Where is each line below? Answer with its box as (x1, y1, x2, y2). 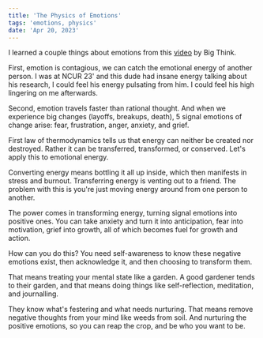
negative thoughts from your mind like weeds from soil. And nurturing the (8, 313, 247, 322)
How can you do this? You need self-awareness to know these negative (8, 249, 242, 258)
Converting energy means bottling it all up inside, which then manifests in (8, 167, 247, 178)
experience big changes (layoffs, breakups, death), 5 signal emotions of (8, 112, 242, 122)
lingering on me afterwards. (8, 88, 99, 98)
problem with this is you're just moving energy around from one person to (8, 185, 248, 194)
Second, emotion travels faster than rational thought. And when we (8, 103, 227, 113)
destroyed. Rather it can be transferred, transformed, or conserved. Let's (8, 144, 246, 154)
